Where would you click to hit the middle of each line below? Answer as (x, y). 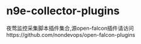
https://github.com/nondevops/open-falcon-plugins (71, 34)
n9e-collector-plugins (63, 11)
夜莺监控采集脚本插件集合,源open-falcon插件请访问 (70, 28)
